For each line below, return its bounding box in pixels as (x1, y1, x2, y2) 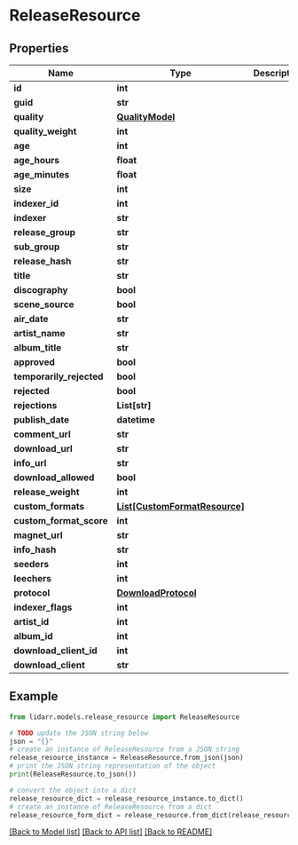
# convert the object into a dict (9, 786, 137, 794)
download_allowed (13, 471, 95, 484)
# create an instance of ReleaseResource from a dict (9, 802, 213, 811)
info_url (13, 457, 47, 469)
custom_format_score (13, 515, 108, 526)
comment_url (13, 428, 71, 440)
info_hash (13, 543, 57, 556)
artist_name (13, 328, 66, 339)
